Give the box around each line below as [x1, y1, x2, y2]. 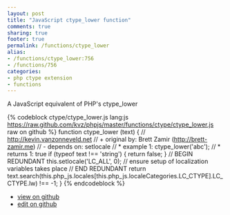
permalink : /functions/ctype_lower [7, 42, 110, 49]
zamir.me [7, 142, 33, 151]
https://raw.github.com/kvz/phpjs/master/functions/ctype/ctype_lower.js [7, 120, 214, 129]
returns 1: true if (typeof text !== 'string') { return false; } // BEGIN [7, 150, 193, 158]
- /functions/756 [7, 62, 57, 68]
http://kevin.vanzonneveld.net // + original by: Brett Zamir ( [7, 135, 175, 144]
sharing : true [7, 29, 48, 37]
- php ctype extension [7, 74, 73, 82]
